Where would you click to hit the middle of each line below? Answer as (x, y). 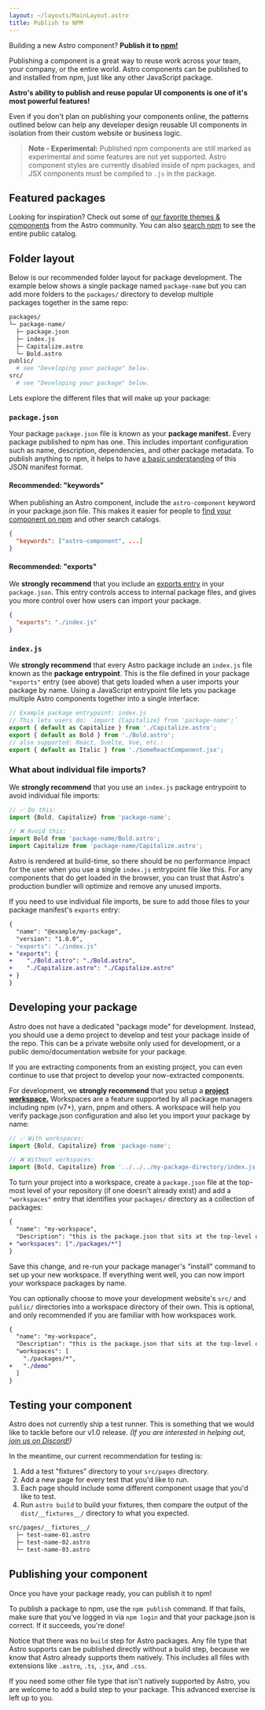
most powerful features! (50, 101)
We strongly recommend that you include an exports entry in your (117, 584)
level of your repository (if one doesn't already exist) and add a (129, 1191)
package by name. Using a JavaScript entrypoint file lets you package (123, 690)
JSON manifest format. (46, 467)
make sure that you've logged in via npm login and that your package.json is (132, 1617)
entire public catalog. (43, 234)
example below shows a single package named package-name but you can (128, 286)
